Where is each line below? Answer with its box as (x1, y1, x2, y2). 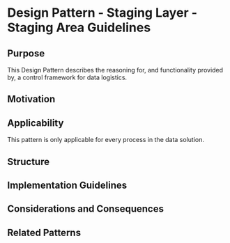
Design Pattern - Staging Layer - (7, 5, 197, 21)
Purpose (7, 47, 45, 59)
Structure (7, 155, 50, 168)
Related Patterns (7, 226, 82, 238)
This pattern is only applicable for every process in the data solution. (7, 136, 204, 144)
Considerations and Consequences (7, 203, 164, 215)
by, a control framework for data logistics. (7, 73, 128, 81)
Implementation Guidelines (7, 179, 128, 191)
